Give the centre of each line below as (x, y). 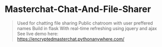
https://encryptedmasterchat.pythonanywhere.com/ (71, 39)
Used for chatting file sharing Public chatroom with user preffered (85, 23)
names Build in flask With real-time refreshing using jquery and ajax (87, 28)
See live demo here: (38, 33)
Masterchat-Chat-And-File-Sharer (78, 9)
